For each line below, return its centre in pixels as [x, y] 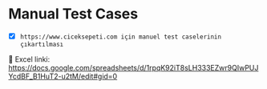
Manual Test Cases [73, 14]
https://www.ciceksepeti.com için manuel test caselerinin [121, 37]
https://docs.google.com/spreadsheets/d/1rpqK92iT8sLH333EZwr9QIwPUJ [133, 68]
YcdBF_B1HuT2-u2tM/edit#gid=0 [63, 76]
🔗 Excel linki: [29, 59]
